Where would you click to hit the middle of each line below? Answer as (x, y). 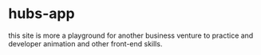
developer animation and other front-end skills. (85, 43)
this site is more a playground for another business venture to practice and (131, 35)
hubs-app (42, 14)
